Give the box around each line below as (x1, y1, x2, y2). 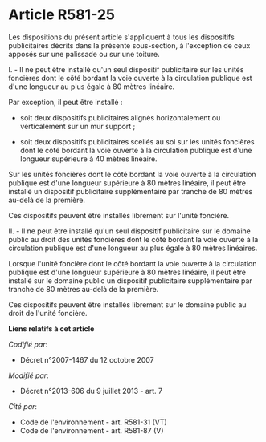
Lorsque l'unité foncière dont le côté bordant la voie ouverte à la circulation (8, 258, 257, 268)
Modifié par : (8, 371, 50, 380)
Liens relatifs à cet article (8, 323, 95, 334)
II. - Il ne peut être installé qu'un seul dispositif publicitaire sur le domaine (8, 226, 251, 236)
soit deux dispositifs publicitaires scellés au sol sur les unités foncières (19, 136, 255, 146)
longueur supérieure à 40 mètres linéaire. (19, 154, 158, 164)
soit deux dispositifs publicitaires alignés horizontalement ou (19, 112, 221, 122)
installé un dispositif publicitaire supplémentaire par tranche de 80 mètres (8, 186, 253, 196)
